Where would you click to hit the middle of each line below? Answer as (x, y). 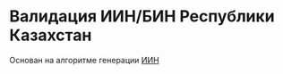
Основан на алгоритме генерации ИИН (84, 60)
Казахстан (51, 35)
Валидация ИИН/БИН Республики (142, 16)
